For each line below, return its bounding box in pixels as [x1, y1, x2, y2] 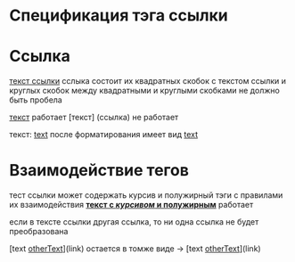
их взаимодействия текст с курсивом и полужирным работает [9, 200, 254, 210]
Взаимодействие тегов [9, 160, 190, 181]
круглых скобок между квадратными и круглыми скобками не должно [9, 86, 281, 96]
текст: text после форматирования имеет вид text [9, 129, 199, 140]
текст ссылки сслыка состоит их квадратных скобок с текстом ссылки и [9, 76, 287, 86]
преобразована [9, 226, 69, 237]
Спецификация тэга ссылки [9, 5, 229, 26]
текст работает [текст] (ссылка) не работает [9, 112, 179, 123]
